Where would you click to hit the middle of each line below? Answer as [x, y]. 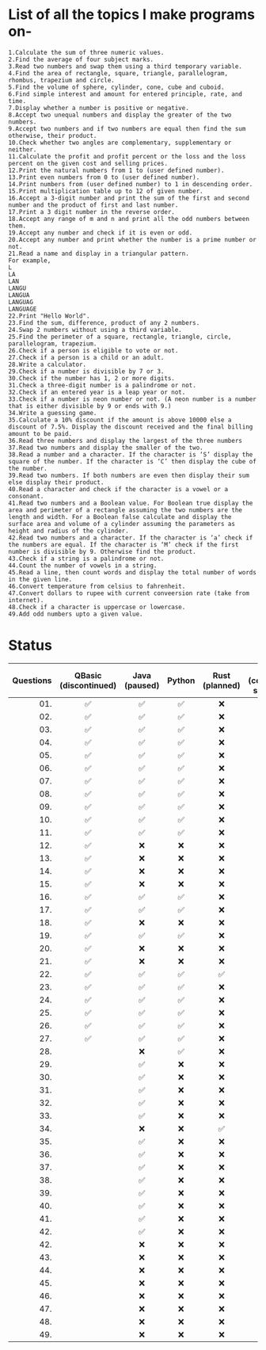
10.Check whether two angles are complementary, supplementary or [120, 143]
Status [30, 645]
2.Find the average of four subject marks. [81, 59]
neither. [23, 149]
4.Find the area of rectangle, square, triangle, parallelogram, [118, 73]
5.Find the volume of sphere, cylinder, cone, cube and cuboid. [116, 87]
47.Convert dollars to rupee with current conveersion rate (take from [129, 593]
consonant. [26, 496]
